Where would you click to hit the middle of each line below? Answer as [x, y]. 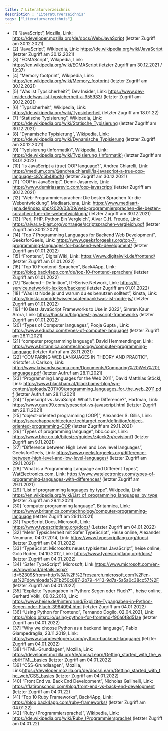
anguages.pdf [27, 373]
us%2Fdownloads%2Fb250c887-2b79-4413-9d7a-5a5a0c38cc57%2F [86, 580]
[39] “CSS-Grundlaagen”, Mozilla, [47, 665]
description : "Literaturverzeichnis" [45, 14]
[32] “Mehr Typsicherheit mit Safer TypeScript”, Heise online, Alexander [86, 532]
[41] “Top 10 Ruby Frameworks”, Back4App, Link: [63, 697]
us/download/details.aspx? [40, 570]
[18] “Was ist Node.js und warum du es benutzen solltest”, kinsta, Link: [85, 293]
